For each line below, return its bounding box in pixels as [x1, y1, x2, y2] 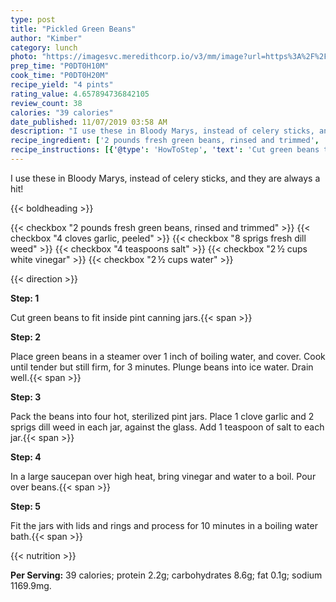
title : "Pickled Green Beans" [10, 24, 137, 34]
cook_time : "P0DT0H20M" [10, 71, 110, 81]
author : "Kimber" [10, 33, 83, 43]
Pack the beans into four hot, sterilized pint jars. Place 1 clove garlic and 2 [10, 410, 315, 422]
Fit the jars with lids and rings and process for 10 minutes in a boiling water [10, 519, 318, 531]
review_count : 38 [10, 98, 83, 108]
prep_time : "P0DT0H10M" [10, 61, 110, 71]
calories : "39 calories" [10, 107, 114, 118]
